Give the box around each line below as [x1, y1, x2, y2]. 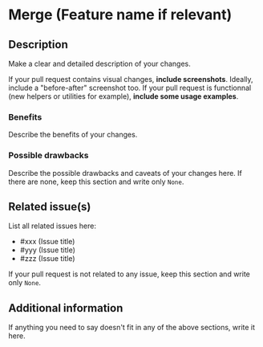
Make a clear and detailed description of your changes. [8, 59, 191, 68]
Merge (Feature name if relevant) [8, 6, 233, 24]
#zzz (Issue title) [19, 254, 75, 263]
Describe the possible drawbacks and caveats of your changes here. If [8, 168, 243, 178]
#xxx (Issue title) [19, 237, 75, 247]
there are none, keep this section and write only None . [8, 177, 184, 186]
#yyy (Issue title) [19, 245, 76, 255]
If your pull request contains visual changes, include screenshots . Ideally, [8, 75, 254, 84]
